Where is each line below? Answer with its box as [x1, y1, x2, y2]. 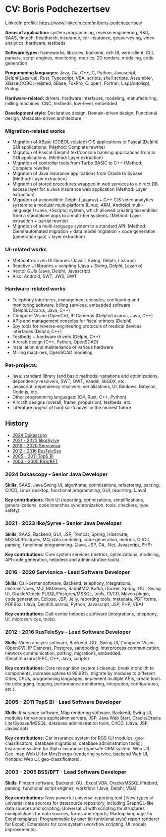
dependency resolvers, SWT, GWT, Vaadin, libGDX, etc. [12, 378, 126, 385]
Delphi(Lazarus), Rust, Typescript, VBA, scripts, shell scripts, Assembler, [5, 75, 154, 81]
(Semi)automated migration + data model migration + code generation [12, 228, 156, 234]
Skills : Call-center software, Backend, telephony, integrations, [5, 580, 132, 586]
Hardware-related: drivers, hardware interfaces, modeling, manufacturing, [5, 95, 158, 101]
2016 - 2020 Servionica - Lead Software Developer [5, 569, 130, 576]
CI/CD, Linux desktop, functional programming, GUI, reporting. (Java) [5, 487, 147, 494]
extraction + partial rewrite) [12, 218, 68, 224]
